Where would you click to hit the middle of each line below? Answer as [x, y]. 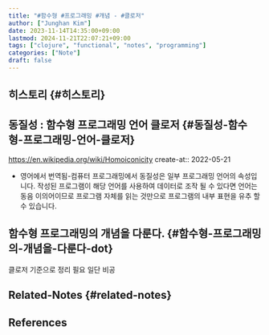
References [38, 323]
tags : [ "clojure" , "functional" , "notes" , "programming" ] [107, 46]
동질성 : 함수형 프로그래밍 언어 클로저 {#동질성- [118, 125]
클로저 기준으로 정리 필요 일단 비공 [62, 269]
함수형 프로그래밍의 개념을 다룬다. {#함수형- [111, 234]
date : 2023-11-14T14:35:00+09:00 [64, 30]
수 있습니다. [39, 206]
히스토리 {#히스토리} [57, 95]
